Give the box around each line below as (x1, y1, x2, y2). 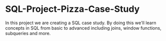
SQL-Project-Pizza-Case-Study (5, 3, 140, 15)
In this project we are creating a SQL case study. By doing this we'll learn (5, 20, 156, 26)
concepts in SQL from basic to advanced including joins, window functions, (5, 25, 162, 31)
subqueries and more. (5, 30, 51, 36)
